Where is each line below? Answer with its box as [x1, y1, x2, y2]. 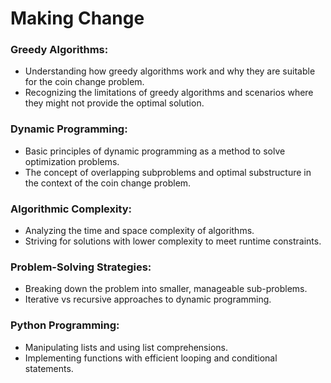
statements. [24, 362, 74, 374]
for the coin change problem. [24, 76, 145, 88]
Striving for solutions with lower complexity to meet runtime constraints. [24, 235, 322, 247]
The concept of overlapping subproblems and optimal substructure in [24, 166, 312, 178]
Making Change [10, 7, 145, 30]
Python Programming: [10, 318, 120, 332]
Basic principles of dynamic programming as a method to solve [24, 145, 286, 157]
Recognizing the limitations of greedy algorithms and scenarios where [24, 87, 314, 99]
